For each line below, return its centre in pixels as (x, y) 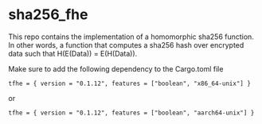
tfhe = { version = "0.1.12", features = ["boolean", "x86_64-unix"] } (129, 83)
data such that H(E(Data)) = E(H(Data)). (73, 53)
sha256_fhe (48, 15)
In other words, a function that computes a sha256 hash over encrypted (126, 45)
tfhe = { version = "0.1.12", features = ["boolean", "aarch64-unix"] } (131, 113)
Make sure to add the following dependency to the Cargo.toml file (116, 68)
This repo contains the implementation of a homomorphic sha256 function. (131, 37)
